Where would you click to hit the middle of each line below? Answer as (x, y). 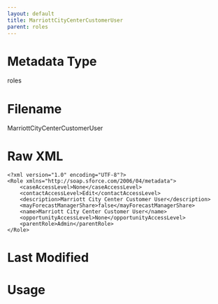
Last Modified (48, 258)
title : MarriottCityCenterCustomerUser (65, 20)
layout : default (31, 14)
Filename (35, 109)
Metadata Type (52, 61)
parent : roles (28, 27)
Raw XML (35, 156)
